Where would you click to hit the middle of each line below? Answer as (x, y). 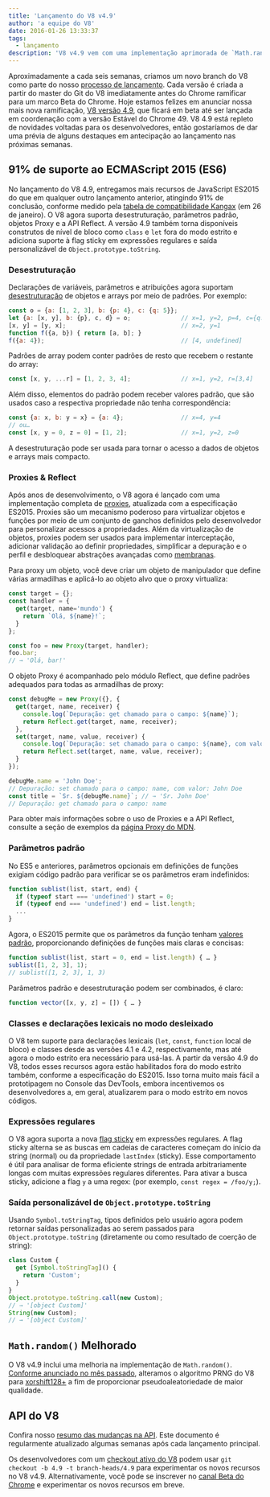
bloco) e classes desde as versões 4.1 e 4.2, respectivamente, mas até (125, 1049)
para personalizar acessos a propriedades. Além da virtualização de (121, 529)
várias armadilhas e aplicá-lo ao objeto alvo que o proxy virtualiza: (118, 579)
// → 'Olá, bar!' (37, 660)
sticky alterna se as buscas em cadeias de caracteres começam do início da (135, 1148)
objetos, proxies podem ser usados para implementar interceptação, (122, 538)
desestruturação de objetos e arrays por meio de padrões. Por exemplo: (128, 296)
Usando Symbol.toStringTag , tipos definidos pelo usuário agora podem (126, 1220)
